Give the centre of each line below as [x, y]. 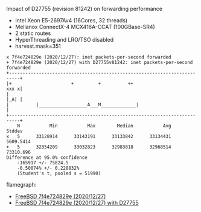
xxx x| [14, 89]
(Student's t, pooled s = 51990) [59, 173]
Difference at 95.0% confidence [47, 158]
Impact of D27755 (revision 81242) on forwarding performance [85, 9]
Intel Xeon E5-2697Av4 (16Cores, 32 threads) [71, 20]
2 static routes [33, 33]
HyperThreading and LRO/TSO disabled [64, 40]
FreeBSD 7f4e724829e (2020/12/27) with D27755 [77, 203]
